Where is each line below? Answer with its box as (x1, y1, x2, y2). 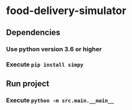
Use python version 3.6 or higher (6, 45, 102, 53)
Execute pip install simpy (6, 60, 84, 68)
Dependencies (6, 27, 60, 37)
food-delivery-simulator (6, 4, 127, 18)
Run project (6, 78, 50, 88)
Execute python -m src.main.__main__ (6, 96, 114, 104)
